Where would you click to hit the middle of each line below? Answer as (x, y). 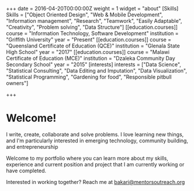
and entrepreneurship (32, 146)
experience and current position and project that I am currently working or (95, 164)
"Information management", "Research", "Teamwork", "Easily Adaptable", (94, 21)
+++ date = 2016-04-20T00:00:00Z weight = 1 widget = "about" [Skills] (92, 8)
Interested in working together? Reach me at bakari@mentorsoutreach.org (96, 182)
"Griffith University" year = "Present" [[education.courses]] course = (89, 40)
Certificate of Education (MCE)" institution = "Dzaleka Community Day (91, 58)
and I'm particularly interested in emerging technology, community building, (97, 141)
